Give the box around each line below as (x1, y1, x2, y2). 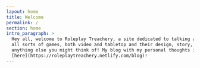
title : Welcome (6, 14, 44, 20)
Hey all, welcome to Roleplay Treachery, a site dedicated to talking (11, 36, 190, 42)
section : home (6, 25, 42, 31)
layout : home (6, 8, 39, 15)
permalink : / (6, 20, 39, 25)
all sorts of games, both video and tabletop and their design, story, (11, 42, 193, 48)
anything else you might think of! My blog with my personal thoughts (11, 47, 190, 53)
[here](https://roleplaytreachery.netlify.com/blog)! (11, 53, 148, 59)
